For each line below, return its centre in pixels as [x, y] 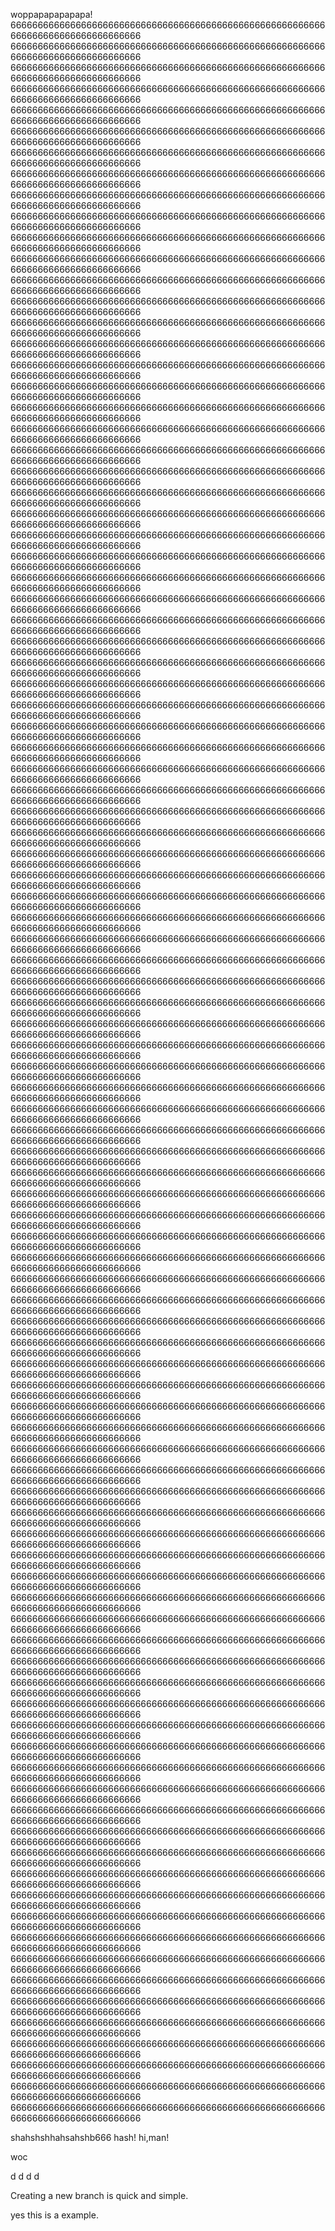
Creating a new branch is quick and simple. [99, 2195]
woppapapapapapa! [51, 14]
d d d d [25, 2176]
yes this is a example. [54, 2215]
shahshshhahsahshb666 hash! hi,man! [90, 2137]
